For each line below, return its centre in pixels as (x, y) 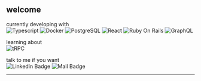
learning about (24, 42)
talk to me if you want (33, 60)
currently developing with (38, 24)
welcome (24, 10)
